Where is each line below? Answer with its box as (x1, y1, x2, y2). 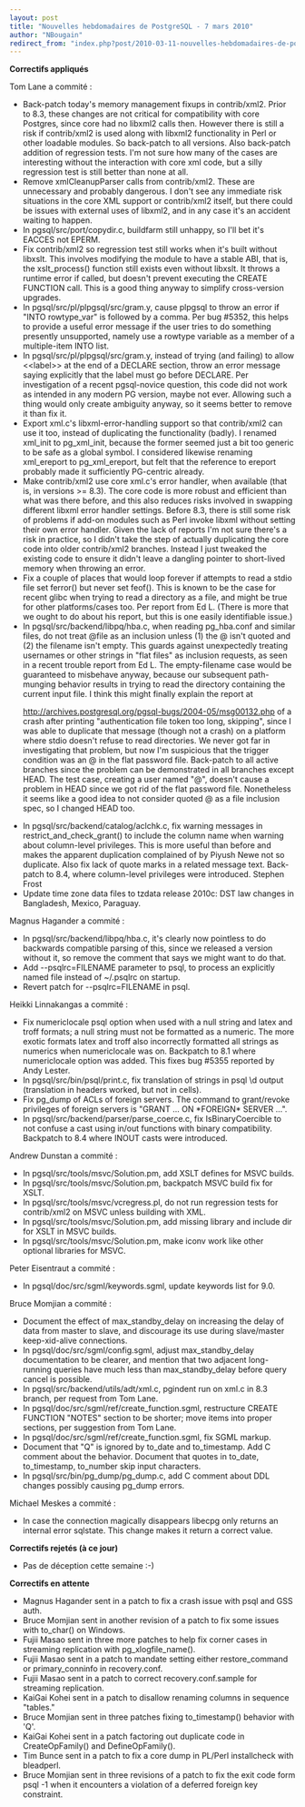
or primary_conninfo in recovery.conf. (22, 1663, 163, 1674)
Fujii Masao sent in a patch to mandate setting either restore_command (22, 1653, 289, 1665)
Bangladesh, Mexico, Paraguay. (22, 898, 141, 909)
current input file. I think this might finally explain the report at (22, 689, 253, 700)
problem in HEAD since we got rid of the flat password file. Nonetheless (22, 783, 292, 794)
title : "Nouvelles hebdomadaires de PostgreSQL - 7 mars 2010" (9, 22, 254, 31)
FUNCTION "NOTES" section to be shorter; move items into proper (22, 1412, 272, 1424)
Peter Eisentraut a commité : (9, 1263, 115, 1274)
